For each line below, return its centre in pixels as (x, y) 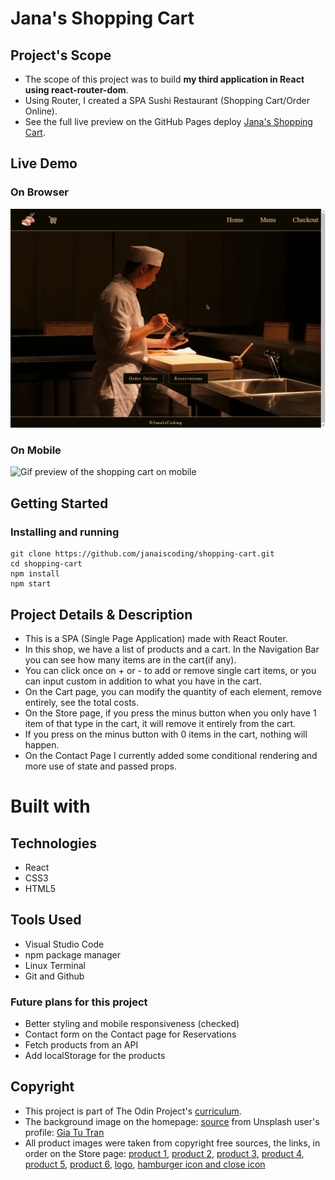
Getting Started (59, 503)
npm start (31, 584)
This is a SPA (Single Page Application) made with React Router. (156, 638)
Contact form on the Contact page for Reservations (130, 1034)
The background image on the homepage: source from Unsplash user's (172, 1121)
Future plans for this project (79, 1002)
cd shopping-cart (46, 564)
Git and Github (54, 976)
